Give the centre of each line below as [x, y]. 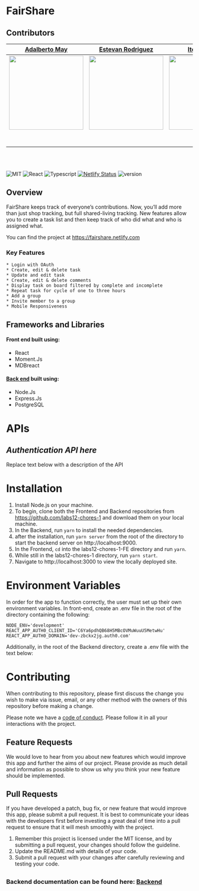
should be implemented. [36, 775]
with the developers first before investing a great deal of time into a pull [93, 821]
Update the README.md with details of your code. [76, 851]
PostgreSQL [29, 405]
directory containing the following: [48, 614]
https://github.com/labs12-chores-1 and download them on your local [99, 517]
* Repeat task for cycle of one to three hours [66, 291]
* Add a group [24, 296]
